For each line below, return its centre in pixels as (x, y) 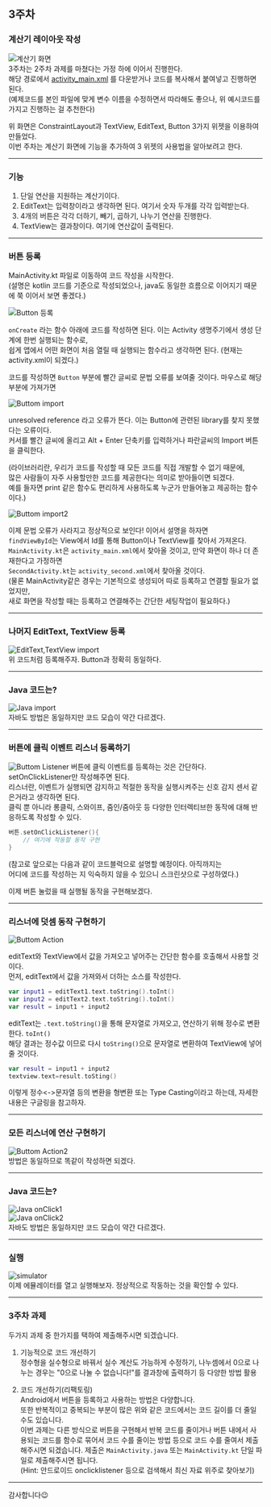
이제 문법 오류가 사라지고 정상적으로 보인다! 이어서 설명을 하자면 (108, 531)
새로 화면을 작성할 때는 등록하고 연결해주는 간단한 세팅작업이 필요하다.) (119, 601)
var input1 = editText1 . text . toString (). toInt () (92, 992)
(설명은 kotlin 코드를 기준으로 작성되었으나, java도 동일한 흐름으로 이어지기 (125, 285)
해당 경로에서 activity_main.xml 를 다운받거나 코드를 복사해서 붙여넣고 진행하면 (132, 78)
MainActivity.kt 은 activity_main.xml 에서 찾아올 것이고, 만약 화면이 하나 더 (129, 551)
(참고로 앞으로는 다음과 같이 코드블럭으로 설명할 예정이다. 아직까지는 (115, 864)
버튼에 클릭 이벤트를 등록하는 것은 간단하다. (139, 767)
